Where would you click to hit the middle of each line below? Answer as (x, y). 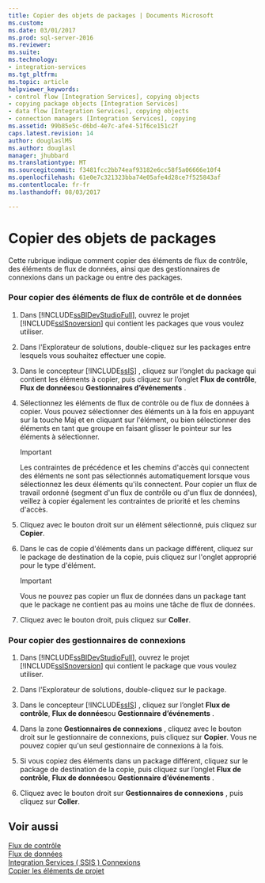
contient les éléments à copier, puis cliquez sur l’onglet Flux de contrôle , (138, 379)
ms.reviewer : (30, 45)
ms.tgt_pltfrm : (33, 74)
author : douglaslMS (40, 141)
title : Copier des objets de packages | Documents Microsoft (111, 15)
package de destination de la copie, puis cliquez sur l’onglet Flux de (130, 770)
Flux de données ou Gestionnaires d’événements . (103, 387)
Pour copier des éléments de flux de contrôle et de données (125, 298)
